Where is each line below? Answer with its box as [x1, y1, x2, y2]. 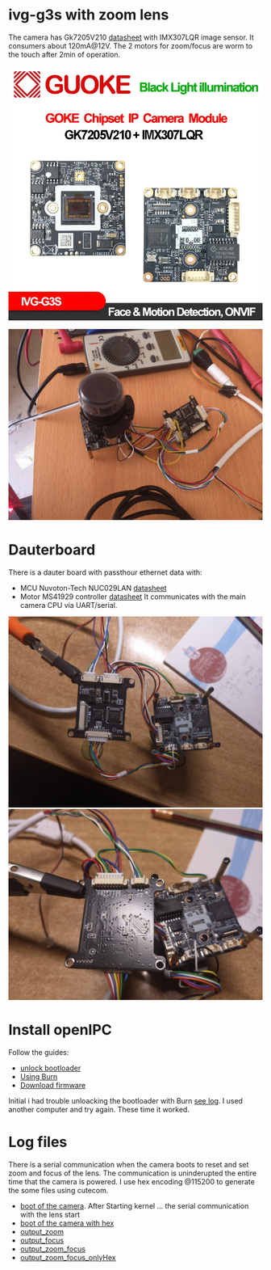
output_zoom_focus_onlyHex [19, 1252, 117, 1262]
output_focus [19, 1235, 65, 1245]
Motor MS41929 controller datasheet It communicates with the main [19, 592, 246, 601]
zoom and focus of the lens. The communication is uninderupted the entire [8, 1168, 256, 1178]
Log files [8, 1133, 68, 1151]
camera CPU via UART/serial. [19, 600, 118, 610]
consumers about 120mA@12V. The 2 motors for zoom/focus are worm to [8, 40, 252, 50]
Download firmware [19, 1080, 86, 1090]
